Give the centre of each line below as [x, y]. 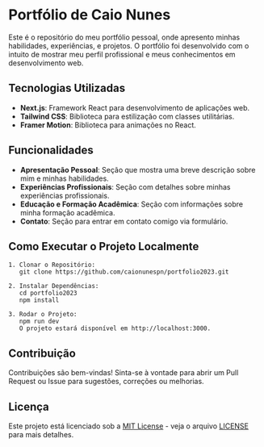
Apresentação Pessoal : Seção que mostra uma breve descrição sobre [138, 169]
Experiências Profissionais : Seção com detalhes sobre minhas [125, 186]
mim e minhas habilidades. [64, 178]
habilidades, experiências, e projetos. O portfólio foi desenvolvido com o [129, 45]
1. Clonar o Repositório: [52, 265]
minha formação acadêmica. [67, 212]
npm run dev [39, 322]
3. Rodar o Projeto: [43, 315]
